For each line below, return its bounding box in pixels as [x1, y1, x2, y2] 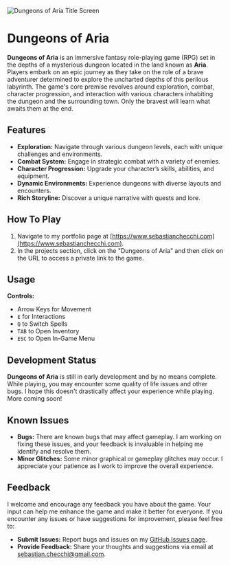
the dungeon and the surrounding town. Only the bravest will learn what [7, 97, 211, 105]
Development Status [7, 354, 97, 366]
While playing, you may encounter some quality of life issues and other [7, 380, 208, 388]
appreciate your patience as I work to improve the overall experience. [16, 462, 214, 470]
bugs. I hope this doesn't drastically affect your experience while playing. [7, 387, 214, 395]
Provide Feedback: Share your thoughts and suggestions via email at [16, 542, 214, 551]
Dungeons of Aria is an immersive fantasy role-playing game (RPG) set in [7, 53, 216, 61]
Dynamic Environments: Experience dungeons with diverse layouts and [16, 179, 222, 187]
